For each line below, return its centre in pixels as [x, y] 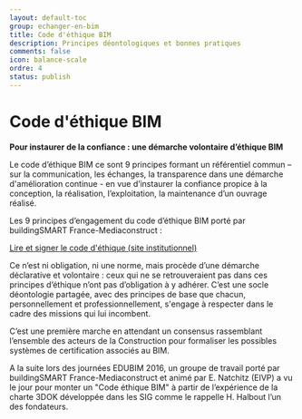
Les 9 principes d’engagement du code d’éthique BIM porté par [128, 220]
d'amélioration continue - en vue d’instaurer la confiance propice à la [138, 183]
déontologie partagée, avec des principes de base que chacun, [128, 294]
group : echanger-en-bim [54, 26]
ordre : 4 [26, 69]
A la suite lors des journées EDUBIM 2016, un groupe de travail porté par [145, 367]
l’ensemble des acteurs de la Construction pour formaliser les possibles [143, 340]
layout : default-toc [49, 18]
